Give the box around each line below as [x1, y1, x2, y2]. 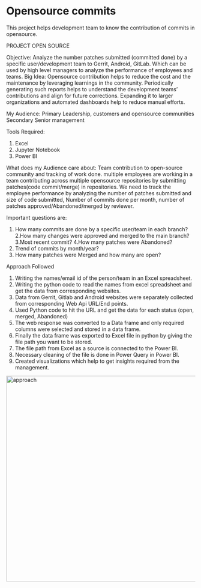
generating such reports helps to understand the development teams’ [6, 85, 178, 92]
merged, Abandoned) [14, 312, 68, 320]
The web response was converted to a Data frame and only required [14, 319, 184, 326]
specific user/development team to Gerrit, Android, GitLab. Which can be [6, 60, 187, 67]
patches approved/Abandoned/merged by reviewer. [6, 202, 134, 210]
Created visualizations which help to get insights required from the [14, 357, 180, 365]
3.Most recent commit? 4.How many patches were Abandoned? [14, 238, 173, 246]
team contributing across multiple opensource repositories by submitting [6, 177, 186, 184]
